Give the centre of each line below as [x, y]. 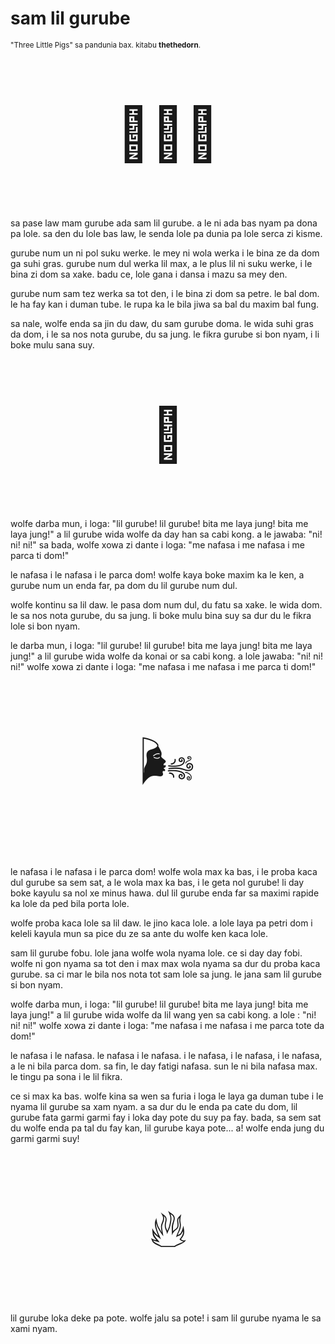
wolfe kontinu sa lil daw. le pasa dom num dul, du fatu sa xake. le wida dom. [166, 604]
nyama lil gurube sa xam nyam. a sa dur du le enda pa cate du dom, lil [154, 1106]
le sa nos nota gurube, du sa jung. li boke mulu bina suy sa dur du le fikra [161, 615]
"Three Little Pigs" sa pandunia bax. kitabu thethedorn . [106, 45]
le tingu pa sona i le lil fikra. [66, 1076]
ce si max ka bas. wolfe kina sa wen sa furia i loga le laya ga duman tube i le [167, 1096]
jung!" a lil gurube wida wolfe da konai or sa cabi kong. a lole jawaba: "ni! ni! [166, 656]
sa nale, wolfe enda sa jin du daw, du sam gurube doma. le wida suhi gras [162, 323]
